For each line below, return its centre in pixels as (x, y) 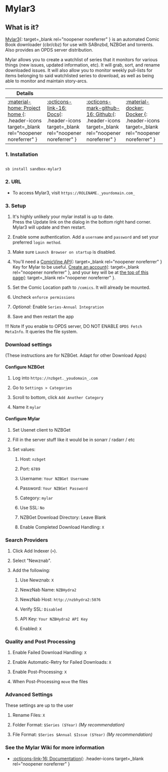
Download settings (28, 344)
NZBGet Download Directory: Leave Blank (63, 517)
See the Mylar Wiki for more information (55, 747)
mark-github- (103, 108)
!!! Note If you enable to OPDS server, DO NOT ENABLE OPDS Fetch (74, 326)
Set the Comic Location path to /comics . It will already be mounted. (81, 287)
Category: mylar (36, 498)
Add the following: (31, 570)
